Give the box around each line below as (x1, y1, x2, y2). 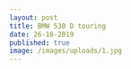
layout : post (9, 13, 58, 22)
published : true (9, 38, 70, 47)
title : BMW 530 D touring (9, 22, 106, 30)
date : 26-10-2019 (9, 30, 74, 39)
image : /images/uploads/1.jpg (9, 47, 123, 56)
